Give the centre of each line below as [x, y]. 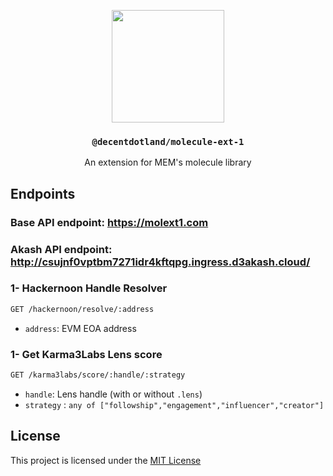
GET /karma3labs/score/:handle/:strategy [98, 375]
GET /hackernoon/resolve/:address [82, 309]
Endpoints [43, 193]
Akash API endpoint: [61, 249]
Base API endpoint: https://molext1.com [109, 222]
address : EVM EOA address [80, 328]
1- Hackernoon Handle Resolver [89, 288]
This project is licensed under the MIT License [106, 460]
